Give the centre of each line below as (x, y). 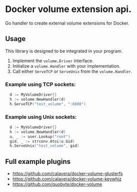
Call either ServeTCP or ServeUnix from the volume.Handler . (72, 71)
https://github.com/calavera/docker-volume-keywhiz (67, 179)
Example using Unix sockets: (41, 117)
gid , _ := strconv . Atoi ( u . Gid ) (42, 141)
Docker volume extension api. (68, 9)
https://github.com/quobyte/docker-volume (57, 184)
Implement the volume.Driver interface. (53, 61)
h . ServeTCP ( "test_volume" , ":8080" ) (48, 104)
